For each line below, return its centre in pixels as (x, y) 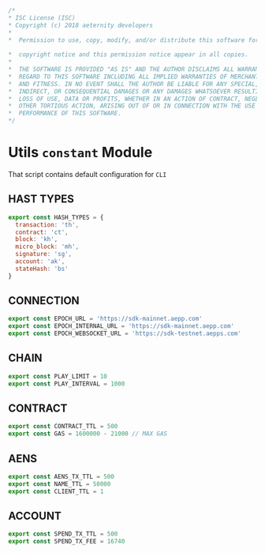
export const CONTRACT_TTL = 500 (63, 427)
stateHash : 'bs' (42, 269)
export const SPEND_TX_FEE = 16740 (67, 542)
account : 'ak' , (40, 261)
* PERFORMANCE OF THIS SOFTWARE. (65, 114)
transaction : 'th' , (47, 224)
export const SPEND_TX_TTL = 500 (63, 534)
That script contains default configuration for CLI (88, 174)
